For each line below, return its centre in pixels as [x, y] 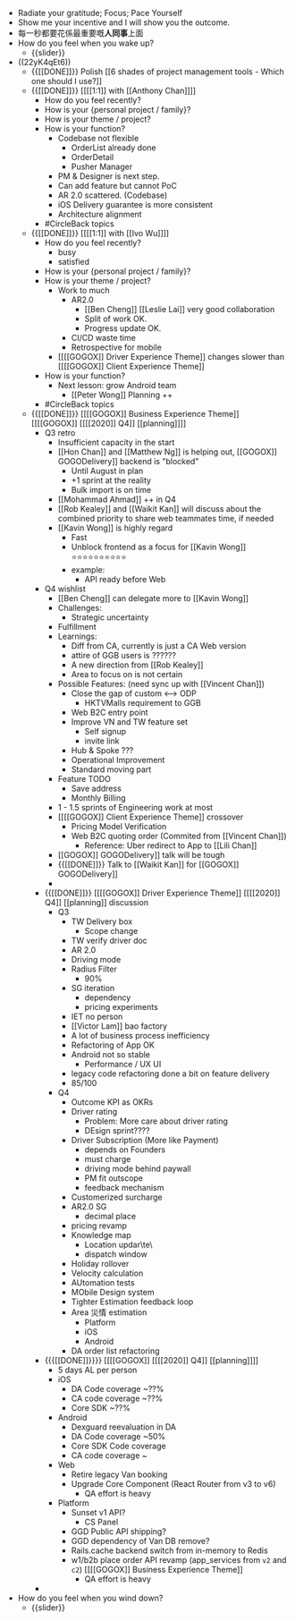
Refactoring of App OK [113, 1045]
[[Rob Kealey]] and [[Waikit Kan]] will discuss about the [160, 509]
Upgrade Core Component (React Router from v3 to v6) [173, 1484]
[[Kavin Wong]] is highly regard [115, 528]
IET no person [97, 1016]
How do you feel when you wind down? [90, 1598]
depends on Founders [125, 1150]
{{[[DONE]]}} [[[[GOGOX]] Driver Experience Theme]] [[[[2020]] [162, 893]
